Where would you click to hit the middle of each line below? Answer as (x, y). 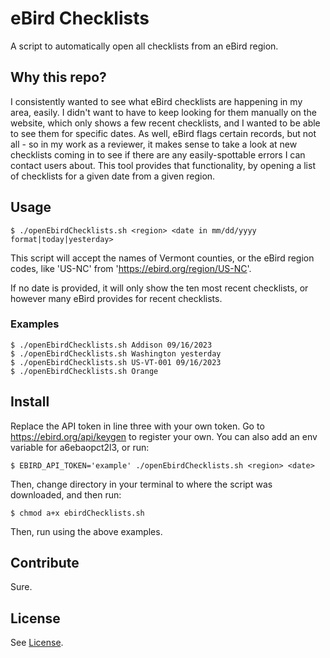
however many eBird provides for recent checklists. (116, 298)
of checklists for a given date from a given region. (113, 176)
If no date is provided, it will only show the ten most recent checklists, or (159, 288)
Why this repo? (58, 77)
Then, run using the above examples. (86, 531)
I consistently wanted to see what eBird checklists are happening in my (156, 101)
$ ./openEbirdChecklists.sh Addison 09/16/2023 (111, 345)
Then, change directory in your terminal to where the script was (141, 484)
